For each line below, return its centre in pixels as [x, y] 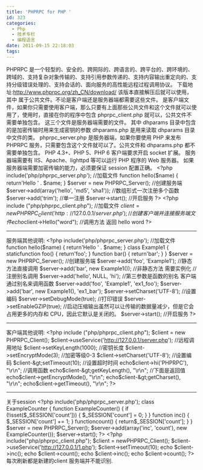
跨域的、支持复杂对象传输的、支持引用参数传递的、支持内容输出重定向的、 [99, 77]
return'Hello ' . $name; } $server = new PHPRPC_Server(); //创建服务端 [94, 183]
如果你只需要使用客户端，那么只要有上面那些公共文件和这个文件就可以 [104, 107]
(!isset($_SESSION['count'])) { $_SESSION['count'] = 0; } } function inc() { [98, 415]
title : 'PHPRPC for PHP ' [39, 12]
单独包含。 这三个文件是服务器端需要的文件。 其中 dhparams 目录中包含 [106, 122]
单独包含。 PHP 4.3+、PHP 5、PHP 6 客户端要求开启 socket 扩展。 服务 [106, 153]
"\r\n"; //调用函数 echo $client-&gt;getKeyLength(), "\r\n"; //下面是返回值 [96, 370]
